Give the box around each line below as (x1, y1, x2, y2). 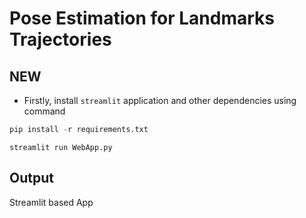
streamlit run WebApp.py (9, 142, 113, 152)
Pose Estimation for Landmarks (9, 7, 275, 30)
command (23, 105, 66, 117)
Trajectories (9, 28, 112, 51)
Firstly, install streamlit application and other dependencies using (23, 95, 297, 106)
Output (9, 170, 54, 187)
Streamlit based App (9, 196, 94, 208)
